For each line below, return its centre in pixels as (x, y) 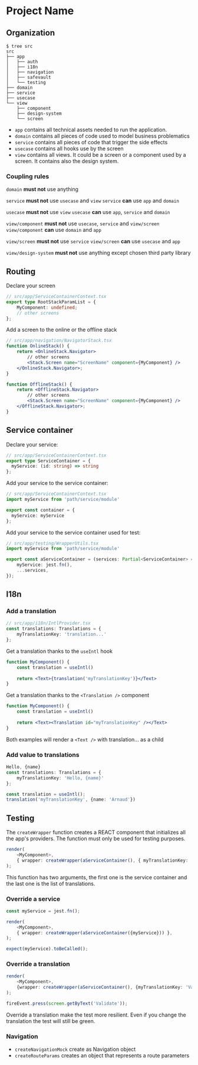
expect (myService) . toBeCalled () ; (47, 949)
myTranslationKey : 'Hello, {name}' (60, 778)
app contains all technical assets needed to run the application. (91, 130)
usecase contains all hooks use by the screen (69, 148)
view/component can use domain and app (54, 230)
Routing (21, 271)
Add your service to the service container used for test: (73, 532)
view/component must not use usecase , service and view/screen (83, 224)
